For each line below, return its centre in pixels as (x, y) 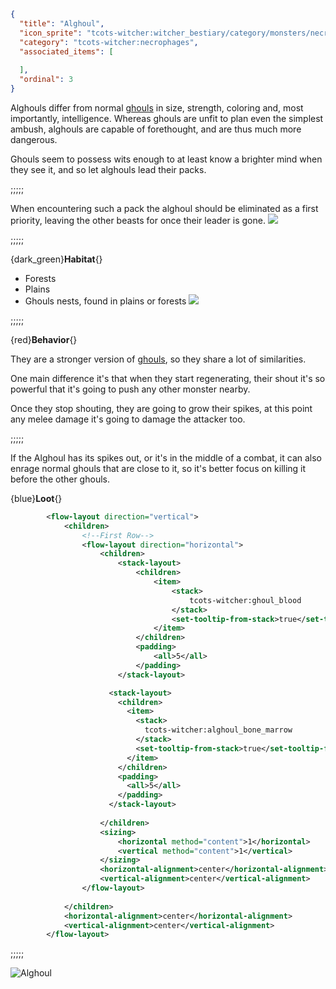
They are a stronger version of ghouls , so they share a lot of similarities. (158, 359)
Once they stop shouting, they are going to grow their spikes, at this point (161, 408)
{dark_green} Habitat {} (56, 259)
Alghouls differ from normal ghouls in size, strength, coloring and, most (157, 107)
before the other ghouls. (60, 479)
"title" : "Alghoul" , (62, 23)
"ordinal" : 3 (46, 80)
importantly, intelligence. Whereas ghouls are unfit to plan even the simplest (167, 118)
